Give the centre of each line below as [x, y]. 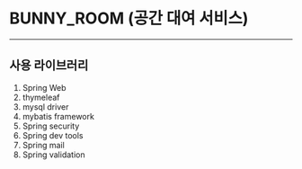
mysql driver [45, 107]
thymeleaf [41, 97]
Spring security [51, 126]
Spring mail [43, 145]
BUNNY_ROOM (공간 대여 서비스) [129, 18]
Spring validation [53, 155]
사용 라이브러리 [49, 65]
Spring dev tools [53, 135]
